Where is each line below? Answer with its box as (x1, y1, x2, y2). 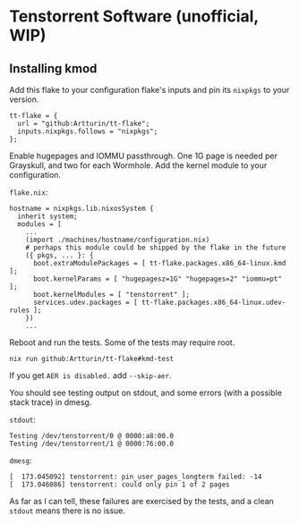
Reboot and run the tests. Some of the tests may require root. (9, 337, 235, 348)
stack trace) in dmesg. (9, 397, 92, 408)
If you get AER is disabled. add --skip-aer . (9, 370, 172, 381)
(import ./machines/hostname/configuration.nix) (25, 235, 210, 244)
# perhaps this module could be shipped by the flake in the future (25, 243, 286, 252)
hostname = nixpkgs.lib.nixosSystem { (9, 204, 154, 213)
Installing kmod (9, 61, 98, 76)
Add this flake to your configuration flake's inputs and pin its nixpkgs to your (9, 85, 290, 95)
